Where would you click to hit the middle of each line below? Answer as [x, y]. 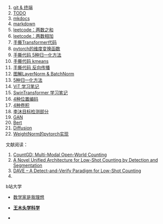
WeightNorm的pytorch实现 [41, 134]
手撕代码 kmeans [31, 61]
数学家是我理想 [29, 197]
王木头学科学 [26, 208]
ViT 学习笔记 [26, 86]
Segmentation [28, 165]
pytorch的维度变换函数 [37, 49]
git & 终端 [23, 7]
